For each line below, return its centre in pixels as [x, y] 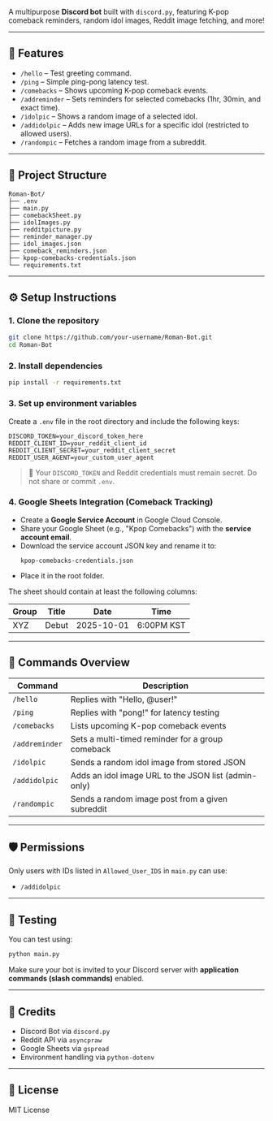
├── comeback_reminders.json [58, 251]
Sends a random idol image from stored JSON [158, 762]
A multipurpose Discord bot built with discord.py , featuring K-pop [119, 12]
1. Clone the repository [54, 320]
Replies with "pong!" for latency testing [145, 712]
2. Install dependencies [56, 366]
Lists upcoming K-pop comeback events [148, 725]
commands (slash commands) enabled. [76, 979]
